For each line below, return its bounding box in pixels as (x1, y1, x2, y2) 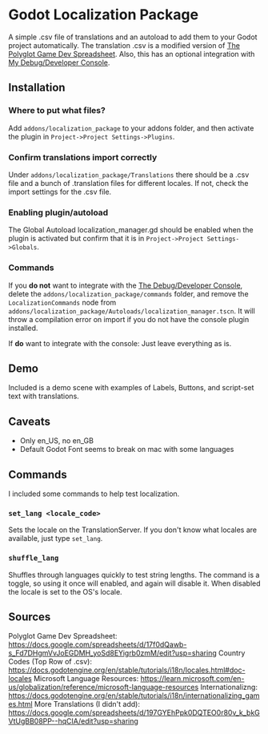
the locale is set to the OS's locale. (8, 587, 122, 596)
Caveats (8, 414, 50, 428)
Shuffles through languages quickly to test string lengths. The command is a (8, 570, 260, 579)
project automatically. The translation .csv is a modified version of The (8, 40, 240, 50)
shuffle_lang (8, 554, 59, 563)
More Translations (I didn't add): (34, 700, 140, 709)
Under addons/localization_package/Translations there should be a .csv (8, 170, 250, 179)
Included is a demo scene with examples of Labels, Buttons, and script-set (8, 383, 254, 393)
